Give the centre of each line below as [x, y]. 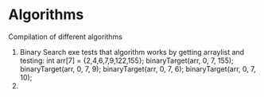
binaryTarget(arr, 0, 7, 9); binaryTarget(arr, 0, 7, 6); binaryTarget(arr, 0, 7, [138, 68]
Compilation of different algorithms [66, 37]
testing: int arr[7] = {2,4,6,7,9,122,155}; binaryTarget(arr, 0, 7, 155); [127, 60]
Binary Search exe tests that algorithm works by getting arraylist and [132, 52]
